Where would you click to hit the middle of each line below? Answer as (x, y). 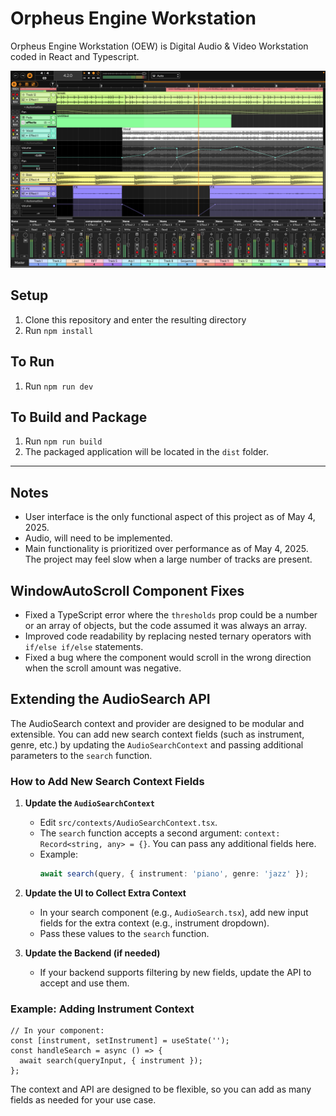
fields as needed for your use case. (83, 1100)
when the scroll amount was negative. (103, 668)
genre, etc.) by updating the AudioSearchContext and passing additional (157, 744)
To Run (32, 362)
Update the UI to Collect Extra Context (105, 893)
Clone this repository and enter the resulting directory (135, 319)
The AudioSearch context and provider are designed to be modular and (157, 723)
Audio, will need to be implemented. (98, 538)
